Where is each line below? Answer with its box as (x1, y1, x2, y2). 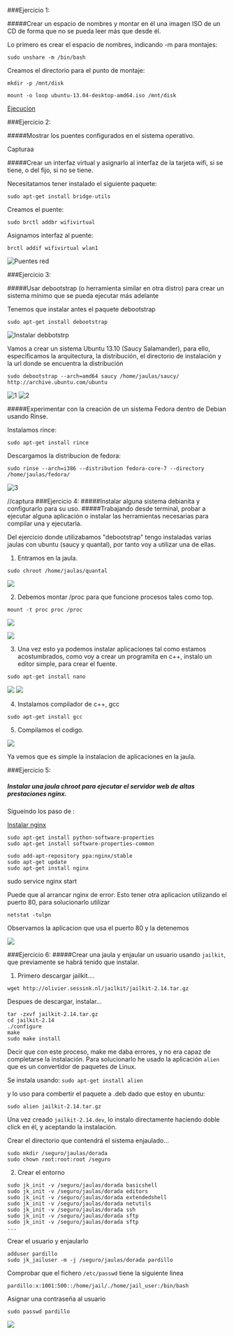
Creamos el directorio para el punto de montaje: (7, 66, 145, 74)
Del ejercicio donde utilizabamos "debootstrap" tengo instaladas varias (7, 533, 212, 541)
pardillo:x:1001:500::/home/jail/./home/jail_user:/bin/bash (7, 1282, 189, 1290)
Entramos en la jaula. (17, 554, 78, 562)
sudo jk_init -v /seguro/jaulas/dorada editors (7, 1187, 149, 1195)
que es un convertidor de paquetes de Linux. (7, 1062, 137, 1071)
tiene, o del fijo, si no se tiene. (7, 166, 94, 174)
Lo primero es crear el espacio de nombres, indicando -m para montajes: (7, 41, 218, 48)
